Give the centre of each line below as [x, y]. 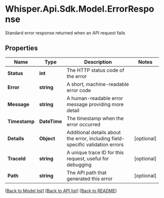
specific [76, 144]
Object [47, 139]
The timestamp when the [95, 118]
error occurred [83, 124]
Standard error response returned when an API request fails [65, 33]
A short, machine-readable [98, 84]
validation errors [105, 144]
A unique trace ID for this [95, 152]
